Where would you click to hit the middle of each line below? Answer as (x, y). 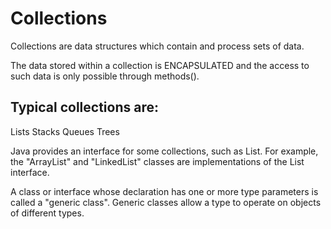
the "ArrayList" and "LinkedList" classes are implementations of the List (157, 161)
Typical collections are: (84, 107)
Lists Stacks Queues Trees (65, 131)
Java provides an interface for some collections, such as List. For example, (164, 151)
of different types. (47, 213)
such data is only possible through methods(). (105, 76)
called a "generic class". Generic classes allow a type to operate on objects (166, 202)
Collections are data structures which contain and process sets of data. (157, 46)
